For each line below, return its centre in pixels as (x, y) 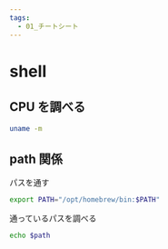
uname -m (26, 128)
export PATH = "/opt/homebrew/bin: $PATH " (85, 200)
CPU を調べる (48, 107)
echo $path (30, 236)
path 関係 (36, 159)
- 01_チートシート (48, 26)
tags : (20, 18)
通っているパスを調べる (53, 218)
